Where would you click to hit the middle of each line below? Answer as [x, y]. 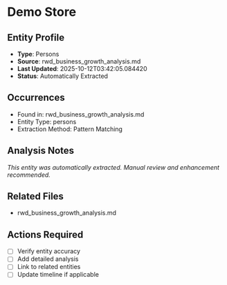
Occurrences [36, 98]
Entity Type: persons [47, 121]
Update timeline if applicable [58, 275]
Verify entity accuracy [49, 251]
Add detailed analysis [48, 259]
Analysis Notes [41, 151]
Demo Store [42, 12]
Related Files [36, 196]
